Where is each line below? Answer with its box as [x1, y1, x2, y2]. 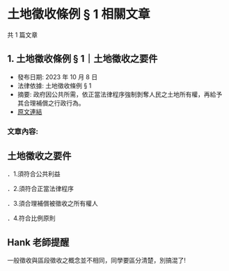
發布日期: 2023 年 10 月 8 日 [17, 72, 98, 81]
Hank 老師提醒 [7, 236, 70, 248]
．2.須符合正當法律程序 [7, 185, 74, 193]
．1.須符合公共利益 [7, 170, 61, 178]
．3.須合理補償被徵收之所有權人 [7, 199, 99, 208]
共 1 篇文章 [7, 31, 38, 39]
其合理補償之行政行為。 [17, 99, 85, 107]
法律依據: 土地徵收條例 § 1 [17, 81, 92, 90]
